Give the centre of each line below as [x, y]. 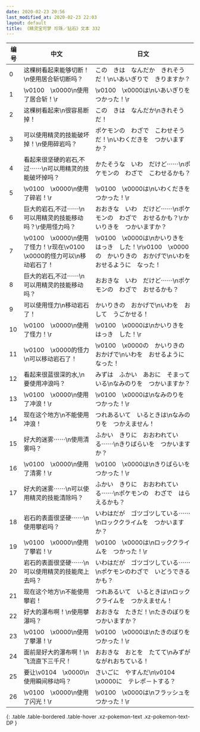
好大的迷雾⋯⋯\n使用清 [56, 439]
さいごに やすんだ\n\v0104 [135, 672]
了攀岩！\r [38, 552]
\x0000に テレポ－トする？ [135, 681]
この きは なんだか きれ [134, 70]
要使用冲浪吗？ [44, 384]
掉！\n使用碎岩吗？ [50, 144]
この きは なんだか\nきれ [134, 110]
